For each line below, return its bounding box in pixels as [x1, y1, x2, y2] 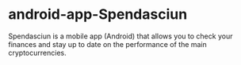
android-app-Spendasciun [8, 5, 188, 23]
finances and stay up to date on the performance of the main [8, 39, 208, 49]
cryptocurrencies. [8, 48, 67, 57]
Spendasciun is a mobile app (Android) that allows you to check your [8, 31, 233, 41]
